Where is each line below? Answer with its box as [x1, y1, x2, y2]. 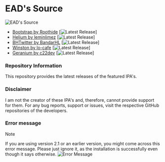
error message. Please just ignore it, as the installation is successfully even [5, 146, 158, 152]
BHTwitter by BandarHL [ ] [12, 39, 100, 45]
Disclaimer [5, 86, 32, 93]
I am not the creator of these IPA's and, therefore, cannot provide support [5, 97, 155, 103]
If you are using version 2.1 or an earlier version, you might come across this [5, 140, 160, 146]
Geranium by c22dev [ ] [12, 50, 94, 56]
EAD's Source [5, 3, 63, 14]
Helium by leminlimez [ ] [12, 34, 95, 40]
